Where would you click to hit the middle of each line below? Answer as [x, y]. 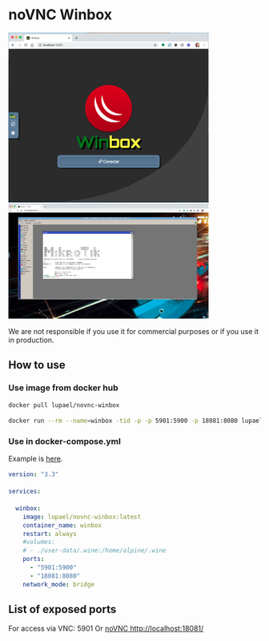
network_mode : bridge [58, 584]
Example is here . [36, 459]
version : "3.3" [34, 474]
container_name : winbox [62, 525]
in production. [31, 340]
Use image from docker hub [63, 388]
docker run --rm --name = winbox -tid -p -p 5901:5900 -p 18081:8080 [123, 421]
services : [25, 492]
